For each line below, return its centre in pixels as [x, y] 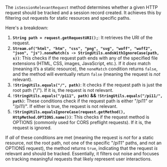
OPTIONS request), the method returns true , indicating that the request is [81, 148]
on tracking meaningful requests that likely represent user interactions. [78, 159]
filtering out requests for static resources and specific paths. [68, 18]
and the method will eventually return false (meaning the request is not [87, 74]
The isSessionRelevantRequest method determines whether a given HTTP [81, 7]
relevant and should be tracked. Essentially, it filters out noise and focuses [82, 154]
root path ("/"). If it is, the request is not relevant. [63, 90]
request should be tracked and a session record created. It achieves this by [83, 13]
